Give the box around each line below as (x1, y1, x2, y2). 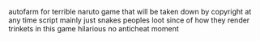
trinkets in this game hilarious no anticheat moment (8, 24, 180, 33)
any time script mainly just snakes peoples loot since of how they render (8, 15, 250, 25)
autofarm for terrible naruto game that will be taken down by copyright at (8, 7, 252, 16)
